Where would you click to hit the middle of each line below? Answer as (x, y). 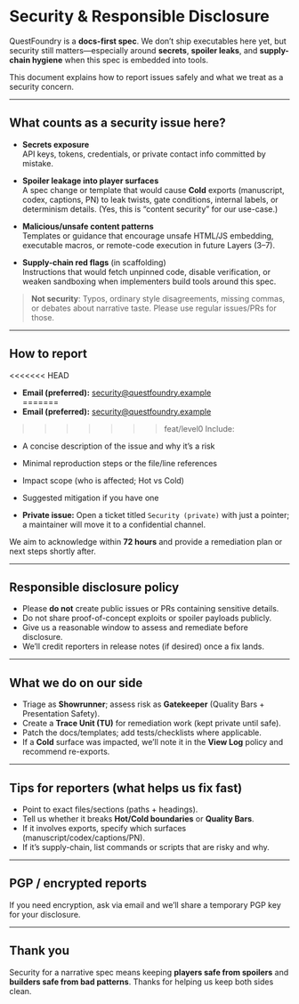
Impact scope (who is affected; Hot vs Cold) (103, 480)
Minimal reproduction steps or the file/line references (120, 463)
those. (43, 317)
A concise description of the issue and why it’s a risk (118, 446)
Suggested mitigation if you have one (90, 498)
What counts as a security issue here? (117, 123)
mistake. (37, 163)
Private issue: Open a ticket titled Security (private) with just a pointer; (156, 514)
